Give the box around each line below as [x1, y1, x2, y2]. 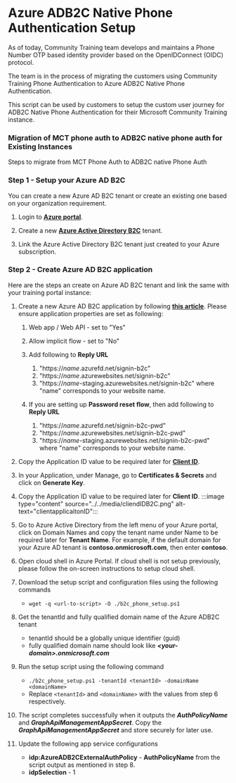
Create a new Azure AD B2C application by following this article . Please [18, 301, 227, 311]
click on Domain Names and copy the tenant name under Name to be [18, 528, 218, 537]
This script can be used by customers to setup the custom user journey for [8, 100, 225, 108]
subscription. [18, 247, 57, 256]
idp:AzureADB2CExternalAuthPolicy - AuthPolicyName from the [28, 753, 221, 761]
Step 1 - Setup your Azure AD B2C [8, 175, 126, 185]
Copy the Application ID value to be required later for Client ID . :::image [18, 491, 225, 501]
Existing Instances [8, 142, 73, 151]
